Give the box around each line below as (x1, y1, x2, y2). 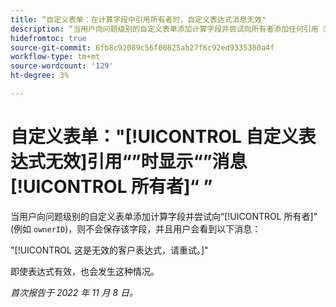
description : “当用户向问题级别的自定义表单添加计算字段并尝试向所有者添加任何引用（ (10, 24, 327, 34)
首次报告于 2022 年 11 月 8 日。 (10, 286, 139, 298)
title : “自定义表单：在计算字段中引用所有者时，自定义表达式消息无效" (10, 14, 267, 25)
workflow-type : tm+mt (10, 52, 101, 62)
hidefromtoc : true (10, 33, 87, 43)
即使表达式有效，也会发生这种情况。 (10, 265, 160, 277)
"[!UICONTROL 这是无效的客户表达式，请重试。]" (10, 244, 209, 256)
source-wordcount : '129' (10, 61, 114, 71)
